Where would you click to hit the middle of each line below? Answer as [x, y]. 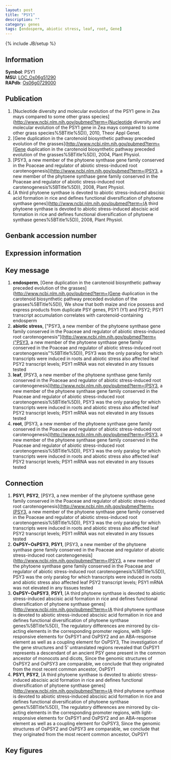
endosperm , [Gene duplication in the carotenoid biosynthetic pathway [87, 283]
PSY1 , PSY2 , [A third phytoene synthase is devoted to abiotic [77, 675]
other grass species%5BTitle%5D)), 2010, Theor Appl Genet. [77, 133]
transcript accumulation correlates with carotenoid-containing [78, 315]
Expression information [43, 253]
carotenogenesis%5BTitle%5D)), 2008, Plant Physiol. [69, 187]
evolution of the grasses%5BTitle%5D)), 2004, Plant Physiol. [76, 154]
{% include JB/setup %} [31, 43]
